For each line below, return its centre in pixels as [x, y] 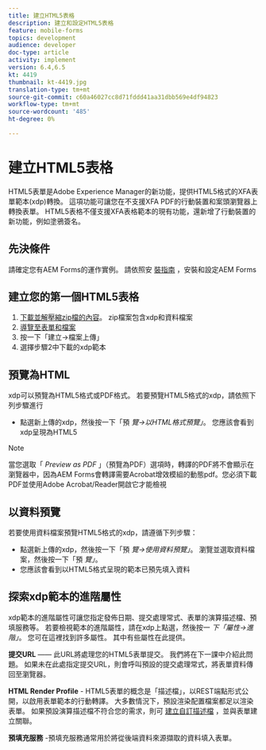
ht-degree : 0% [32, 119]
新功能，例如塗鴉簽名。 [46, 221]
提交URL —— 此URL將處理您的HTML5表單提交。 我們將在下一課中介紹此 [127, 654]
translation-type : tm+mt [49, 89]
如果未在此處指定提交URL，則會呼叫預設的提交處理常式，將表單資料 [135, 664]
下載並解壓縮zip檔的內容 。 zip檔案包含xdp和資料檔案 [106, 317]
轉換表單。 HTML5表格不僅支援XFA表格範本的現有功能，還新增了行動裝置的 [132, 211]
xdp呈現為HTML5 [48, 432]
